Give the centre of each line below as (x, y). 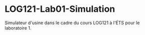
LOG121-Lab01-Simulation (60, 9)
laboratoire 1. (18, 28)
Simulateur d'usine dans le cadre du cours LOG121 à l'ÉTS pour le (72, 23)
